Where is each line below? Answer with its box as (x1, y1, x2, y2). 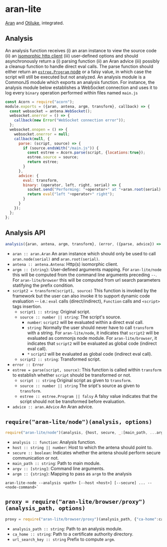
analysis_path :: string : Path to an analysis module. (12, 526, 123, 532)
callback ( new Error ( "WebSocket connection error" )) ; (14, 118, 126, 123)
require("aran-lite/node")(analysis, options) (5, 418, 153, 425)
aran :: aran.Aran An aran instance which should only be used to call (12, 251, 156, 257)
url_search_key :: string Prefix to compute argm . (12, 536, 115, 542)
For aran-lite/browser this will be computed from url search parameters (12, 277, 161, 283)
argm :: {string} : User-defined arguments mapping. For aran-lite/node (12, 267, 162, 273)
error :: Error (12, 363, 44, 368)
